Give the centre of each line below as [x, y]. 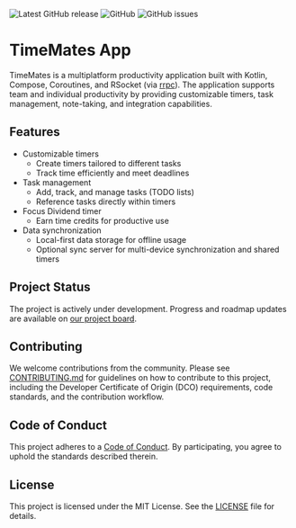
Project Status [50, 287]
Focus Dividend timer [62, 210]
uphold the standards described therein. [84, 456]
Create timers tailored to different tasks [108, 163]
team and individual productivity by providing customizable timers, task [142, 94]
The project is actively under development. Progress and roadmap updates [148, 309]
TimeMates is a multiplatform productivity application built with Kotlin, [139, 75]
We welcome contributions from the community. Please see [120, 368]
